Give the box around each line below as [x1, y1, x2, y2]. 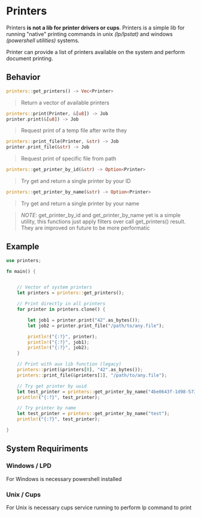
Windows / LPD [6, 462, 52, 470]
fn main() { [6, 268, 36, 274]
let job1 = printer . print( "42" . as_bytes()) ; [28, 317, 141, 323]
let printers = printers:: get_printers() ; [17, 290, 124, 296]
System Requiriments [6, 444, 89, 454]
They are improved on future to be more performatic [20, 224, 150, 232]
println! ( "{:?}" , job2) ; [28, 345, 90, 351]
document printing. [6, 55, 53, 62]
